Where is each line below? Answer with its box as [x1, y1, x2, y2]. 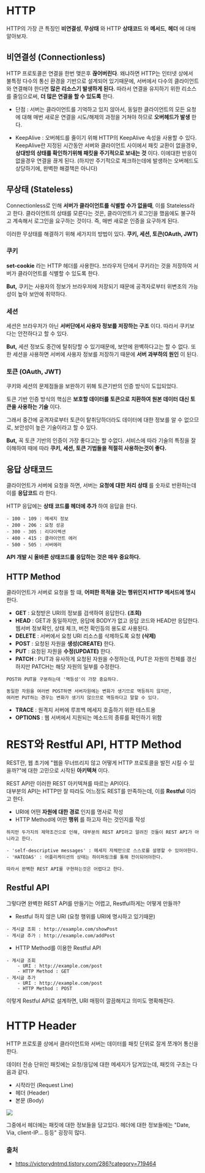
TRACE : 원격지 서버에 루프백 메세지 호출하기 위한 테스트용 [15, 706, 156, 714]
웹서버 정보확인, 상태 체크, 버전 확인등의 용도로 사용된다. [15, 625, 149, 632]
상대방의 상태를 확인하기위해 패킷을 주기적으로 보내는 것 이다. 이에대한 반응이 [15, 149, 197, 156]
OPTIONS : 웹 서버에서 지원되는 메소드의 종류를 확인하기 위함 [15, 714, 162, 721]
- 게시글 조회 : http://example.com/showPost [6, 926, 118, 932]
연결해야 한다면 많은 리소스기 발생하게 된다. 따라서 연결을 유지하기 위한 [12, 85, 181, 92]
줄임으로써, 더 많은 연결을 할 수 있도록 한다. [12, 93, 114, 100]
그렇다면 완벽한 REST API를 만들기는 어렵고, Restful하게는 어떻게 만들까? [6, 900, 181, 907]
